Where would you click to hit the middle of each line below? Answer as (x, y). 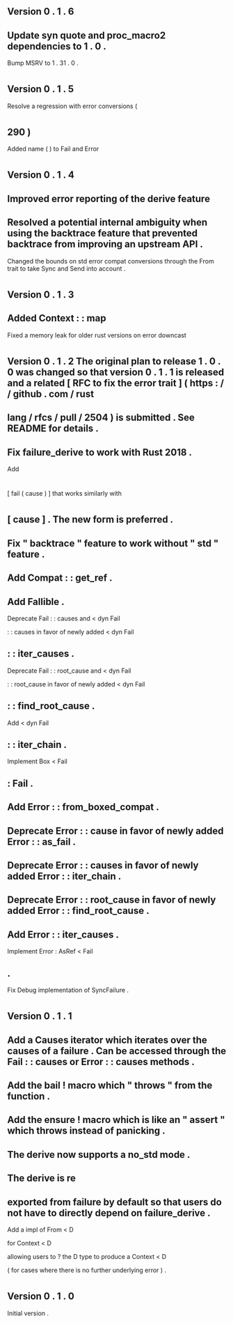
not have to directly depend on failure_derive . (109, 1213)
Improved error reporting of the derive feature (109, 198)
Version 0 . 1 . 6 (41, 12)
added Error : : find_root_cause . (78, 911)
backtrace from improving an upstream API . (105, 244)
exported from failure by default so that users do (115, 1202)
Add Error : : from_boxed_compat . (83, 807)
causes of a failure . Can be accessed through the (117, 1051)
